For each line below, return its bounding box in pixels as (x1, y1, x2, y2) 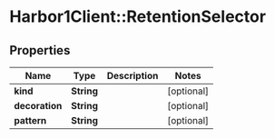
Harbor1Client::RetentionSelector (9, 6, 266, 27)
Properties (9, 43, 71, 58)
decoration (14, 100, 63, 112)
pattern (14, 114, 47, 126)
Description (106, 70, 159, 82)
